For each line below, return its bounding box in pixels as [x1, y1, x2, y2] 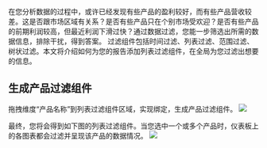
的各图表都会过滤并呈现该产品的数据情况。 [8, 131, 148, 140]
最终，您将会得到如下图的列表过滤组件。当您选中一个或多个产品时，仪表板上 [8, 121, 259, 131]
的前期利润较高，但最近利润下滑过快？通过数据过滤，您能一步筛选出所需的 [8, 27, 252, 36]
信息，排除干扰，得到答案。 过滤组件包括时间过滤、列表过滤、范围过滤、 [14, 36, 254, 46]
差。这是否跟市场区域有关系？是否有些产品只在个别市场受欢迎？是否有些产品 [8, 17, 259, 26]
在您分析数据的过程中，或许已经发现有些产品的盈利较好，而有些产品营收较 [8, 7, 252, 16]
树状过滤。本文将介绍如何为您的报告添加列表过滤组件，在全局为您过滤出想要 [8, 47, 259, 55]
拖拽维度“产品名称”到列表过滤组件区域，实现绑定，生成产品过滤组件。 [8, 104, 238, 113]
